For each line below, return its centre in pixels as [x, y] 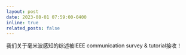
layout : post [22, 12]
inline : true [22, 22]
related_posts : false [33, 28]
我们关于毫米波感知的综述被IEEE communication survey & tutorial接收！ [94, 46]
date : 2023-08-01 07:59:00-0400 [46, 17]
